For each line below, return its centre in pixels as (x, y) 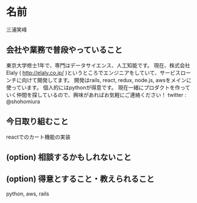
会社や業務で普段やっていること (64, 50)
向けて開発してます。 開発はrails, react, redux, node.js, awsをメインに (106, 80)
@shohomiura (23, 102)
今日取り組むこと (37, 122)
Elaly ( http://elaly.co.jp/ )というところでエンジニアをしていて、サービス (93, 73)
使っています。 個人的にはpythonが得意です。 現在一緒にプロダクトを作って (98, 87)
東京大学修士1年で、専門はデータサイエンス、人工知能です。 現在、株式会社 (98, 65)
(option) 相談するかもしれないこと (69, 157)
